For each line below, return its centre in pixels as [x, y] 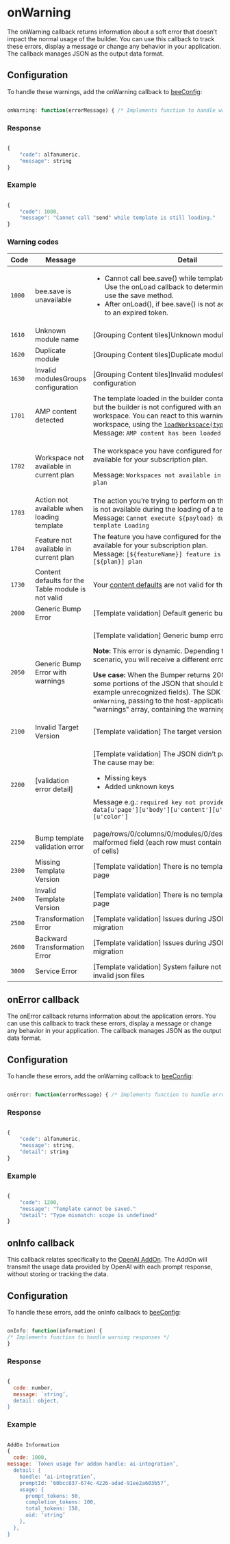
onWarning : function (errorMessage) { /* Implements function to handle [111, 110]
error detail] [54, 789]
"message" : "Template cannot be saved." [78, 1209]
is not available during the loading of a [154, 509]
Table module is [61, 589]
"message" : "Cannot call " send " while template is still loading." [117, 218]
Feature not [53, 540]
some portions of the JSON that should [155, 683]
